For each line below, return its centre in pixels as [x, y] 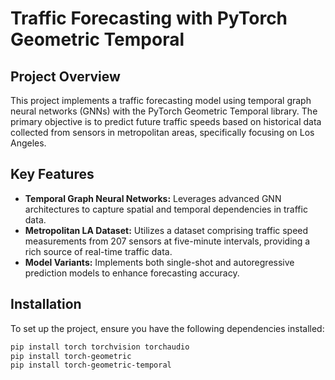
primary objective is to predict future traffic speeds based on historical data [166, 121]
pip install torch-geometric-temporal [91, 365]
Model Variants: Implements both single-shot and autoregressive [159, 262]
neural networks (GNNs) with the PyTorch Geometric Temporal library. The [164, 111]
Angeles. [28, 143]
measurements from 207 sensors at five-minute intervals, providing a [167, 241]
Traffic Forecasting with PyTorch [149, 18]
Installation [46, 304]
